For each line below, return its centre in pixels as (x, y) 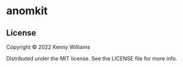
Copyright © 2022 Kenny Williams (48, 47)
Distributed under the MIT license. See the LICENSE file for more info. (92, 58)
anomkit (27, 11)
